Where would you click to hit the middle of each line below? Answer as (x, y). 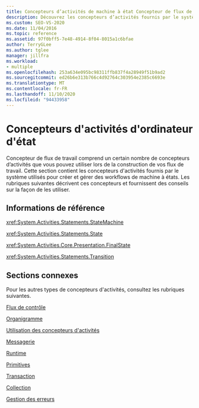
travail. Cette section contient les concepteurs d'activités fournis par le (92, 171)
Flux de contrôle (26, 307)
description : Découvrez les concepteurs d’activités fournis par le (92, 17)
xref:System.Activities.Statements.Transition (60, 257)
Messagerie (21, 342)
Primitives (18, 365)
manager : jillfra (28, 56)
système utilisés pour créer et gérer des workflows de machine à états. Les (98, 177)
